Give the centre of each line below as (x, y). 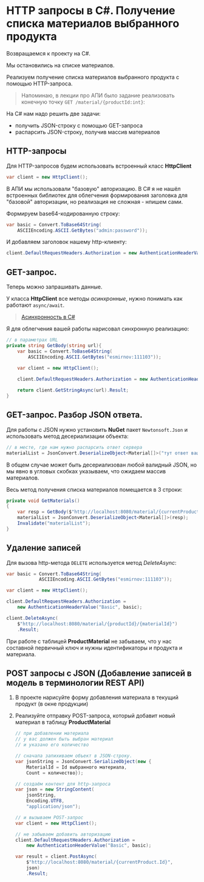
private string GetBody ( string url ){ (54, 345)
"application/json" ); (53, 806)
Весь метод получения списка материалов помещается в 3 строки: (94, 489)
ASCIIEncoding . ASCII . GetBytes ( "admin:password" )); (83, 230)
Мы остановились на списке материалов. (60, 65)
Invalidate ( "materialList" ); (54, 523)
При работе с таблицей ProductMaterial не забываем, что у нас (89, 641)
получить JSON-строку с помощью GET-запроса (79, 125)
